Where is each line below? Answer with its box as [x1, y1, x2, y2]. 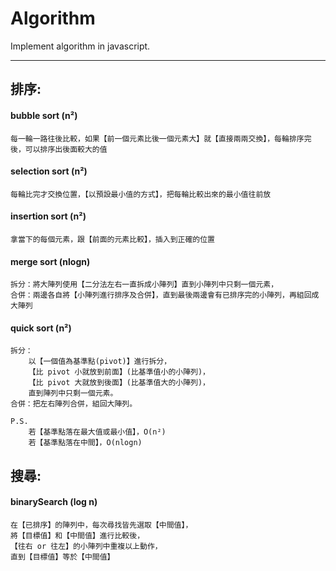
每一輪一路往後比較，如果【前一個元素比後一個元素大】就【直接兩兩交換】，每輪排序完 [10, 133, 312, 144]
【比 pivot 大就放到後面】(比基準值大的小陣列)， [28, 378, 210, 388]
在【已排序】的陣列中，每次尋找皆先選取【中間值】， [10, 520, 193, 530]
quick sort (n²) [10, 322, 72, 334]
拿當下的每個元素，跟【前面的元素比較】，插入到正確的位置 [10, 234, 215, 244]
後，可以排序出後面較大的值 [10, 144, 108, 154]
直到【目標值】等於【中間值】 [10, 552, 115, 562]
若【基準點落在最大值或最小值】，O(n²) [28, 427, 167, 437]
